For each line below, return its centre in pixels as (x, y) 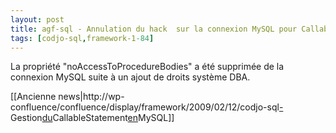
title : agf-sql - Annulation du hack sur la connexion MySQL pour (154, 29)
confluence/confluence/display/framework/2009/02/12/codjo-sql (145, 107)
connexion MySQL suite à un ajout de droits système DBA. (130, 77)
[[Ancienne (33, 97)
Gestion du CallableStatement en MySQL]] (92, 118)
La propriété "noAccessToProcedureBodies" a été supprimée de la (147, 67)
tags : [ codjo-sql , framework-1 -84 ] (82, 38)
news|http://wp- (91, 97)
